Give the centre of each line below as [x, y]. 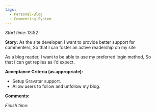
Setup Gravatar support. [37, 81]
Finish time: [17, 106]
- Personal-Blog [26, 14]
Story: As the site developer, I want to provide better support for [70, 42]
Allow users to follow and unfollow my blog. [56, 86]
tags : [11, 10]
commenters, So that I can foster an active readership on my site [70, 48]
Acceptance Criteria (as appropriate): [44, 72]
